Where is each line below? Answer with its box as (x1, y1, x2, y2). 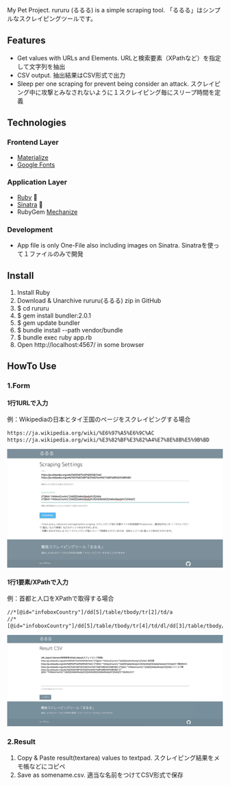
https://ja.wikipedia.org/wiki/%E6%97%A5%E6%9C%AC (7, 430, 155, 437)
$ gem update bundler (16, 318, 81, 327)
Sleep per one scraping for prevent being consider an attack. (16, 80, 190, 88)
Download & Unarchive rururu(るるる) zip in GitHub (16, 296, 162, 304)
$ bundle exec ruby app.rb (16, 333, 92, 341)
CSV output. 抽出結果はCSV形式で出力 (16, 71, 126, 79)
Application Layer (7, 178, 67, 187)
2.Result (7, 737, 36, 747)
